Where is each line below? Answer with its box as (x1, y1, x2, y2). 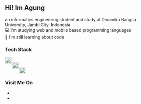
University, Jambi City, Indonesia (5, 22, 70, 27)
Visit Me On (5, 79, 33, 86)
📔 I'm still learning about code (5, 34, 64, 40)
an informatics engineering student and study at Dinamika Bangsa (5, 16, 136, 22)
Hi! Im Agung (5, 4, 45, 12)
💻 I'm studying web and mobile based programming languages (5, 27, 131, 33)
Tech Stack (5, 46, 32, 52)
